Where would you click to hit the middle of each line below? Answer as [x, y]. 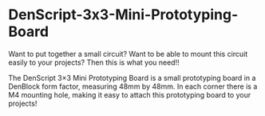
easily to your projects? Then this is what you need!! [94, 62]
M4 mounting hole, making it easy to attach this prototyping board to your [130, 94]
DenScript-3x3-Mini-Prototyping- [123, 15]
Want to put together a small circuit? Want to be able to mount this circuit [128, 54]
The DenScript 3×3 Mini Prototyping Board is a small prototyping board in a [132, 78]
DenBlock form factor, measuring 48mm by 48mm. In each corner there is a [133, 86]
